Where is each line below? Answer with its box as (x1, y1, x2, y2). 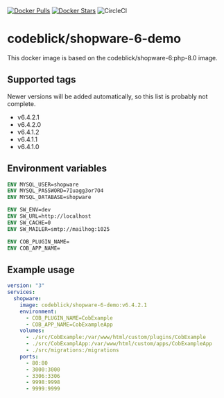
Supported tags (7, 73, 76, 86)
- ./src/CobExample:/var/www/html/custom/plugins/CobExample (25, 334, 207, 341)
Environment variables (7, 163, 107, 175)
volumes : (19, 327, 45, 334)
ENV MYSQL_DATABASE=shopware (7, 194, 92, 201)
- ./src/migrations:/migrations (25, 347, 119, 354)
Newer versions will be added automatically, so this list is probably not (7, 92, 208, 101)
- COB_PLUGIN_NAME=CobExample (25, 314, 113, 322)
